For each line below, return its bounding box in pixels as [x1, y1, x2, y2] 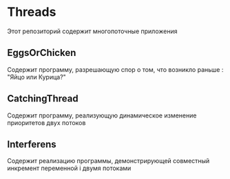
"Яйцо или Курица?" [7, 73, 67, 81]
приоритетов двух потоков [7, 118, 86, 126]
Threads [7, 4, 56, 20]
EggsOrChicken [7, 47, 76, 59]
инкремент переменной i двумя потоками [7, 164, 132, 173]
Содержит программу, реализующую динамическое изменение [7, 111, 197, 120]
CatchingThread [7, 93, 79, 104]
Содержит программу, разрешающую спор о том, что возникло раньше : [7, 65, 224, 73]
